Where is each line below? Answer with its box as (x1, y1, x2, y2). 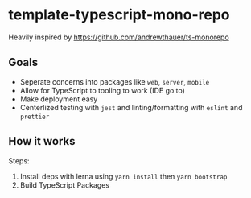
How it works (8, 134, 76, 148)
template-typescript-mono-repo (8, 6, 230, 24)
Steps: (8, 155, 30, 166)
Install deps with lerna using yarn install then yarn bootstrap (19, 171, 228, 181)
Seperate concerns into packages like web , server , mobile (19, 76, 210, 86)
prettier (19, 113, 50, 121)
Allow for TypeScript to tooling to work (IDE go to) (19, 85, 185, 95)
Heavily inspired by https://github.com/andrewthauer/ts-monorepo (8, 32, 229, 42)
